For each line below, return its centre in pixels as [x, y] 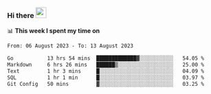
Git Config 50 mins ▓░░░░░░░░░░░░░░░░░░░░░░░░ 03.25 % [106, 84]
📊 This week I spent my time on [54, 31]
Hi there [21, 15]
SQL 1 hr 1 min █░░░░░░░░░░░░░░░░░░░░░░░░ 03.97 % [106, 78]
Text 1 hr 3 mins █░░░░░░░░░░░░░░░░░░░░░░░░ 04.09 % [106, 71]
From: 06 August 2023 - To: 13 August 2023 [70, 46]
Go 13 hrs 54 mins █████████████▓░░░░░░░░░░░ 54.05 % [106, 58]
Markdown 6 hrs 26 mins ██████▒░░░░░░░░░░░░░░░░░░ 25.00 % [106, 65]
